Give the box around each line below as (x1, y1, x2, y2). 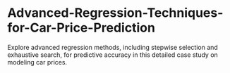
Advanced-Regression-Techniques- (7, 5, 224, 21)
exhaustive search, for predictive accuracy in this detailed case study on (7, 51, 219, 59)
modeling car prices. (7, 58, 68, 66)
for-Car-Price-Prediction (7, 20, 155, 36)
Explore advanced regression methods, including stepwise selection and (7, 43, 219, 51)
